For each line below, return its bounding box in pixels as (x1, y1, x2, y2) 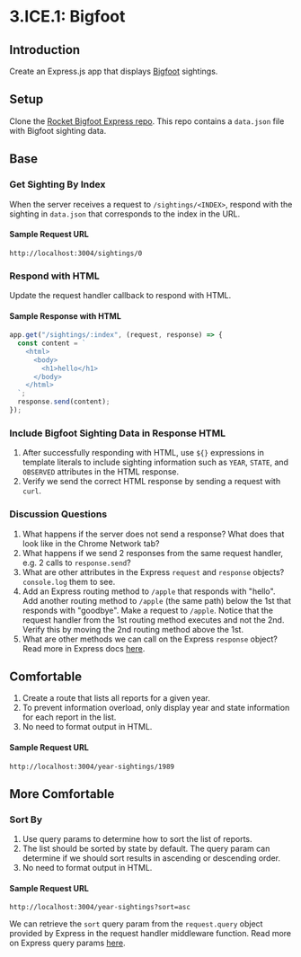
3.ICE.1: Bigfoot (9, 6, 126, 27)
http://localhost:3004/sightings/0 (9, 249, 143, 258)
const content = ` (17, 339, 87, 348)
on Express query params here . (9, 937, 126, 949)
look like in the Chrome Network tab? (22, 537, 160, 549)
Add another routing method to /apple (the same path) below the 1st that (22, 595, 292, 606)
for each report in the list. (22, 712, 117, 722)
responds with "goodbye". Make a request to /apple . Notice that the (22, 605, 274, 616)
